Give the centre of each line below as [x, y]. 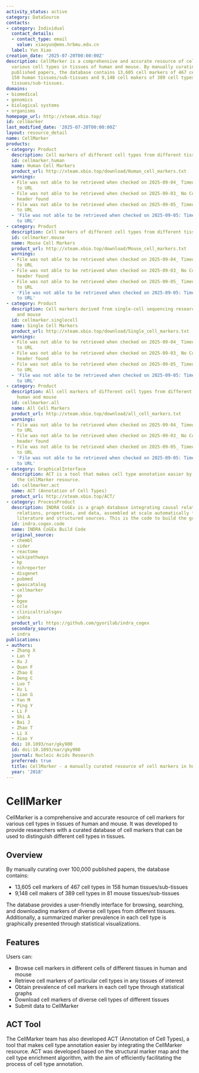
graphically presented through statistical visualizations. [73, 924]
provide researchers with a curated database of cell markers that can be [94, 830]
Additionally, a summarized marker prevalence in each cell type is [86, 917]
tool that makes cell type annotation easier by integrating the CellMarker [94, 1045]
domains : [17, 89]
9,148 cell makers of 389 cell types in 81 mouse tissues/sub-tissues [97, 893]
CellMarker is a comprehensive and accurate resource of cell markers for [95, 818]
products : [18, 144]
